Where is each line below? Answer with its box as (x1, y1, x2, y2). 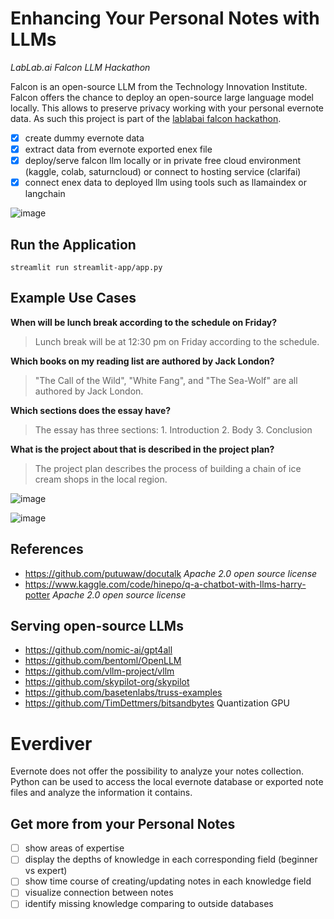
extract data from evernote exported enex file (24, 143, 213, 155)
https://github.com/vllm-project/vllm (24, 665, 175, 677)
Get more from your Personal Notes (10, 815, 236, 832)
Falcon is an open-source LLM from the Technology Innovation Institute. (10, 80, 308, 92)
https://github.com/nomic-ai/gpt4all (24, 644, 173, 656)
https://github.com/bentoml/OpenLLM (24, 655, 182, 667)
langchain (24, 188, 66, 200)
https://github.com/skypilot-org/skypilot (24, 676, 190, 688)
